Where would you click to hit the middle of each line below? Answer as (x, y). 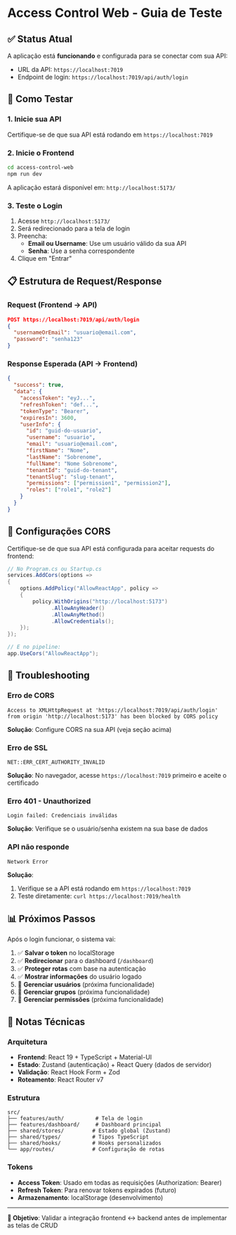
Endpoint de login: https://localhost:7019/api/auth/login (103, 77)
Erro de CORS (31, 695)
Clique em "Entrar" (45, 259)
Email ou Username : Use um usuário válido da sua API (107, 244)
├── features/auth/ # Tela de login (75, 1119)
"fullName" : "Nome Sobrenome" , (72, 464)
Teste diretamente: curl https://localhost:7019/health (99, 895)
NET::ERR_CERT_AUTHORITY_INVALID (56, 762)
